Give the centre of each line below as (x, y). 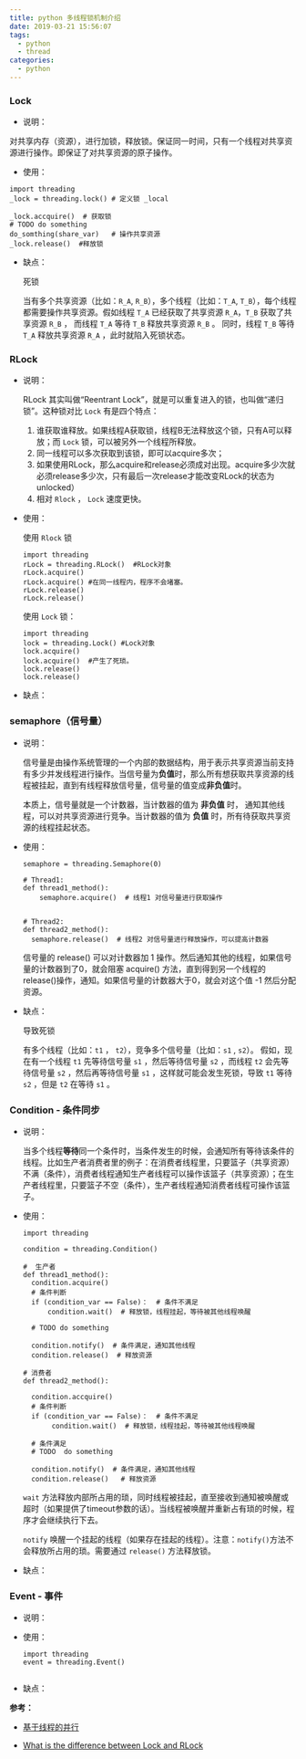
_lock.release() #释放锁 (56, 244)
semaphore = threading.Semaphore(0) (92, 864)
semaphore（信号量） (58, 721)
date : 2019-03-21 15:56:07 (61, 26)
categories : (32, 60)
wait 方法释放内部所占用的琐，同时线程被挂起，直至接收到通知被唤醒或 (156, 1497)
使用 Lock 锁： (49, 616)
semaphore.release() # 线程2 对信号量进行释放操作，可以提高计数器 (150, 939)
